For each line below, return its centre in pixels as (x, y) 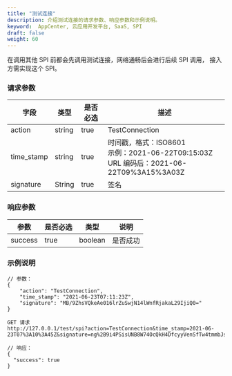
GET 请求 (19, 323)
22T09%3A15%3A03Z (146, 172)
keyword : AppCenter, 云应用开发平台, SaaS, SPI (75, 26)
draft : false (26, 33)
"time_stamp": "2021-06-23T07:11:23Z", (77, 297)
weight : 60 (23, 39)
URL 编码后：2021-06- (147, 163)
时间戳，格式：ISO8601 (147, 142)
